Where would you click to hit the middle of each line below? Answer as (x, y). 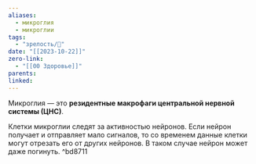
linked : (21, 80)
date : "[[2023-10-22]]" (47, 52)
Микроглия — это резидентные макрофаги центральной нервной (121, 103)
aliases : (22, 15)
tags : (17, 37)
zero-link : (26, 59)
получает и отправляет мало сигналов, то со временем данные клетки (128, 134)
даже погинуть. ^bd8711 (48, 151)
